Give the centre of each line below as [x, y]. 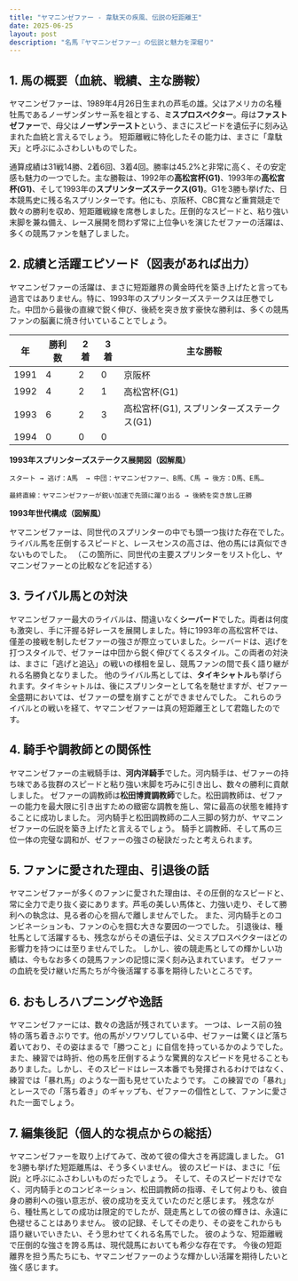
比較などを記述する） [118, 565]
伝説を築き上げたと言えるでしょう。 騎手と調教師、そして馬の [161, 828]
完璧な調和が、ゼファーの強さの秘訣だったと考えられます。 [148, 839]
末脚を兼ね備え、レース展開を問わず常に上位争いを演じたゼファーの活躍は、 [149, 222]
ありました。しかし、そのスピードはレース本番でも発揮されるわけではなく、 [149, 1069]
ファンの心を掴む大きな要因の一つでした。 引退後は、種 [181, 927]
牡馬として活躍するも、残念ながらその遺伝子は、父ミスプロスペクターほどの [149, 937]
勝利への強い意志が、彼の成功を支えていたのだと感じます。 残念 [141, 1200]
